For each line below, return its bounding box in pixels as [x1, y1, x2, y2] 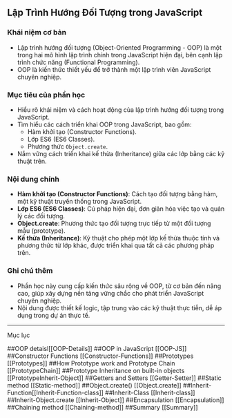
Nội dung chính [7, 174, 60, 184]
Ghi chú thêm [7, 266, 53, 276]
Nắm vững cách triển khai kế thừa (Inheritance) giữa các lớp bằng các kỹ [17, 149, 225, 158]
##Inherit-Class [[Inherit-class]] [104, 388, 195, 397]
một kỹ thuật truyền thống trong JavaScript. [17, 198, 142, 206]
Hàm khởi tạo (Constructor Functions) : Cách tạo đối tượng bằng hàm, [17, 190, 218, 198]
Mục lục [7, 331, 30, 339]
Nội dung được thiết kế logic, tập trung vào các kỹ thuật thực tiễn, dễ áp [17, 303, 222, 312]
